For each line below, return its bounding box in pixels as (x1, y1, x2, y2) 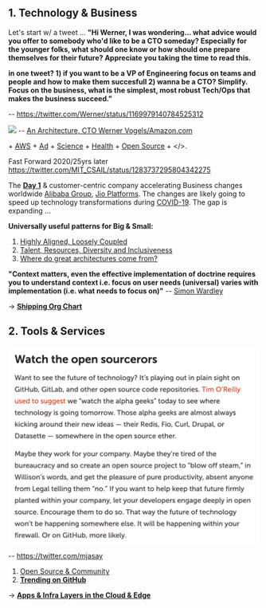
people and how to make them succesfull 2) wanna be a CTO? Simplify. (8, 76, 248, 86)
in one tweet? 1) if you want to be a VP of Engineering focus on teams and (8, 68, 256, 78)
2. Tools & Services (8, 324, 106, 338)
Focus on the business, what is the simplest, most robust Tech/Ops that (8, 85, 251, 95)
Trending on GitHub (19, 575, 87, 585)
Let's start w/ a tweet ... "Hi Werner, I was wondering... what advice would (8, 27, 257, 37)
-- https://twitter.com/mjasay (8, 551, 104, 561)
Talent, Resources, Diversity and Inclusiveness (19, 245, 173, 254)
